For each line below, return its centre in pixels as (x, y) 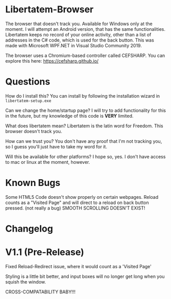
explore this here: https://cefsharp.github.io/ (52, 61)
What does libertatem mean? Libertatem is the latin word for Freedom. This (84, 126)
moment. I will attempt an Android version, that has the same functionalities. (85, 29)
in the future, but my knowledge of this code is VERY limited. (70, 116)
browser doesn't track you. (34, 131)
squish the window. (26, 282)
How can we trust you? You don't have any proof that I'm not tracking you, (84, 141)
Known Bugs (33, 183)
